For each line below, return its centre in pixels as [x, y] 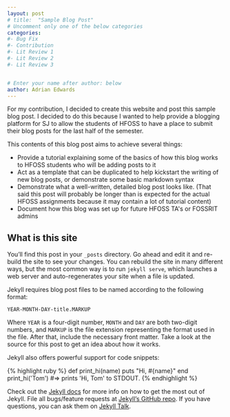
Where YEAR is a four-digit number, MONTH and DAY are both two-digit [102, 322]
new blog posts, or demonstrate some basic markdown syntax [105, 180]
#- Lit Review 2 [30, 58]
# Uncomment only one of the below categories [75, 26]
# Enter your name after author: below [64, 83]
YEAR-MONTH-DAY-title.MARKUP [49, 310]
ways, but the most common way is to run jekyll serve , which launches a [112, 269]
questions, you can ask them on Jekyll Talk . [69, 406]
